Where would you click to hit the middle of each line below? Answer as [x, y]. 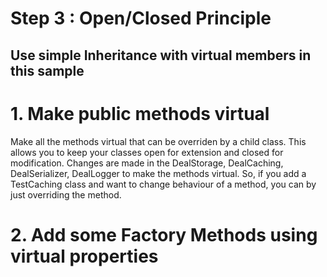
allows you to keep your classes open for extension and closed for [147, 152]
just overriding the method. [66, 194]
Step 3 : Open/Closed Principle [141, 18]
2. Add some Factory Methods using [164, 234]
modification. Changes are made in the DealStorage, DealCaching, [147, 163]
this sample [47, 70]
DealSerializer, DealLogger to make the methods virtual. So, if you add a [158, 173]
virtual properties [84, 256]
